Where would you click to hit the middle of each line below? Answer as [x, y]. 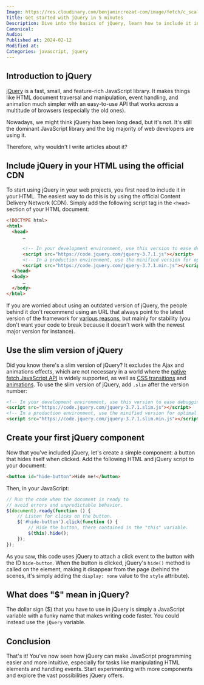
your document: [26, 465]
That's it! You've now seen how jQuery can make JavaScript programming [99, 656]
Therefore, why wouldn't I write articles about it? [67, 147]
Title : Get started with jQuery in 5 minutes [65, 18]
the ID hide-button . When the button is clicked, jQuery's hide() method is [98, 563]
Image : [15, 12]
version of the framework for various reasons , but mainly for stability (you [99, 318]
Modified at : [23, 46]
